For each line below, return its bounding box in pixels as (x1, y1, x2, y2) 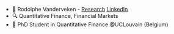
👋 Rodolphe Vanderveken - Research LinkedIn (12, 6, 128, 13)
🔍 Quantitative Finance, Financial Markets (12, 13, 118, 19)
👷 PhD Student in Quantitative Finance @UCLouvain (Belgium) (12, 21, 169, 28)
